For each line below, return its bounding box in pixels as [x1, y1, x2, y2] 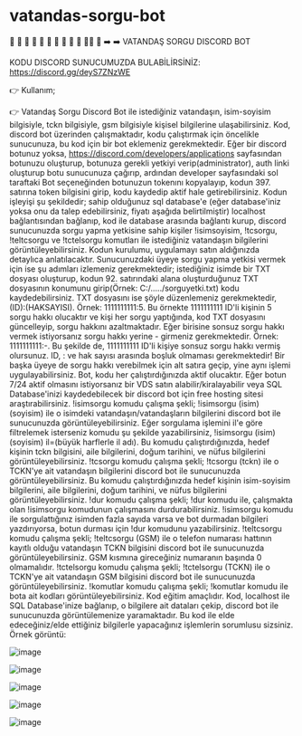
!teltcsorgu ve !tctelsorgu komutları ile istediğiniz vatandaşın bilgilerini [9, 234, 269, 245]
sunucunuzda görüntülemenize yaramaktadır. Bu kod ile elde [9, 609, 235, 620]
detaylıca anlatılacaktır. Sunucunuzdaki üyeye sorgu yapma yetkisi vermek [9, 253, 287, 264]
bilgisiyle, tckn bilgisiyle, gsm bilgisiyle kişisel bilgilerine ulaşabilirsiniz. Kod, [9, 119, 291, 129]
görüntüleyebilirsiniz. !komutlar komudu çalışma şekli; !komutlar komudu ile [9, 580, 289, 591]
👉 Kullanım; [9, 84, 56, 95]
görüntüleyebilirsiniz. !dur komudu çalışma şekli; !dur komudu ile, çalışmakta [9, 494, 294, 505]
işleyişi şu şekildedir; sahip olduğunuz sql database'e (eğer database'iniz [9, 196, 282, 206]
